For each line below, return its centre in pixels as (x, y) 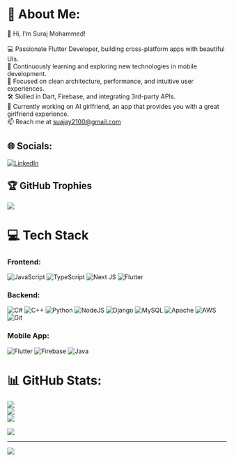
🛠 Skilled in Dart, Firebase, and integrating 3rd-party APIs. (92, 96)
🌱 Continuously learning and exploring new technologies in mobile (102, 66)
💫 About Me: (44, 14)
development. (27, 73)
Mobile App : (29, 336)
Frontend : (24, 262)
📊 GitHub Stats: (55, 380)
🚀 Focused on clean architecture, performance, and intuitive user (100, 81)
